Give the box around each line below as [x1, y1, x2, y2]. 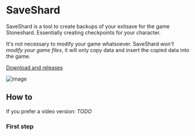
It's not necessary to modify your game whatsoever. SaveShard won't [6, 40, 175, 47]
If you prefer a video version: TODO [6, 107, 92, 114]
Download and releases [6, 64, 63, 71]
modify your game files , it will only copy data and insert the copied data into [6, 46, 190, 53]
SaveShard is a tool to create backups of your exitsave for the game [6, 23, 170, 30]
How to [6, 92, 33, 102]
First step [6, 122, 34, 130]
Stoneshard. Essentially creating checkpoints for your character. [6, 29, 161, 36]
